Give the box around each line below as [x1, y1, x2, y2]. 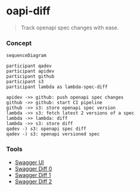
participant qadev [6, 63, 52, 69]
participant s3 [6, 79, 44, 85]
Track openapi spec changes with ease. [20, 24, 119, 31]
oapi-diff [6, 4, 51, 18]
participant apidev [6, 68, 55, 74]
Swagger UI [14, 159, 44, 166]
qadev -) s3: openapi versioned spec [6, 131, 100, 137]
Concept [6, 39, 32, 47]
